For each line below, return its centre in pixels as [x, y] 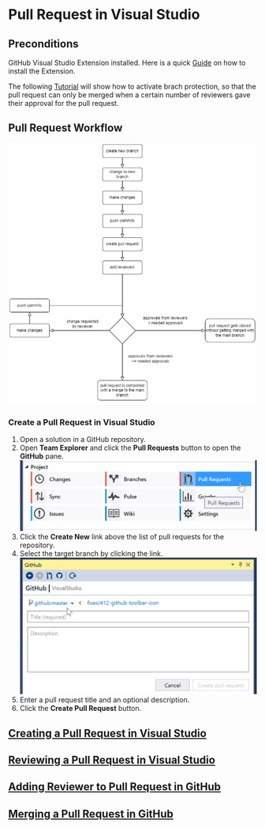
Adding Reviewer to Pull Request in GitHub [115, 787]
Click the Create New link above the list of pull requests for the [122, 536]
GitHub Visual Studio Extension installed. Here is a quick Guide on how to [127, 62]
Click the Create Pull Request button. [80, 709]
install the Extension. [42, 71]
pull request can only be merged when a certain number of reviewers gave [129, 95]
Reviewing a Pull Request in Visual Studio [112, 760]
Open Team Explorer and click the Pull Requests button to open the [130, 448]
